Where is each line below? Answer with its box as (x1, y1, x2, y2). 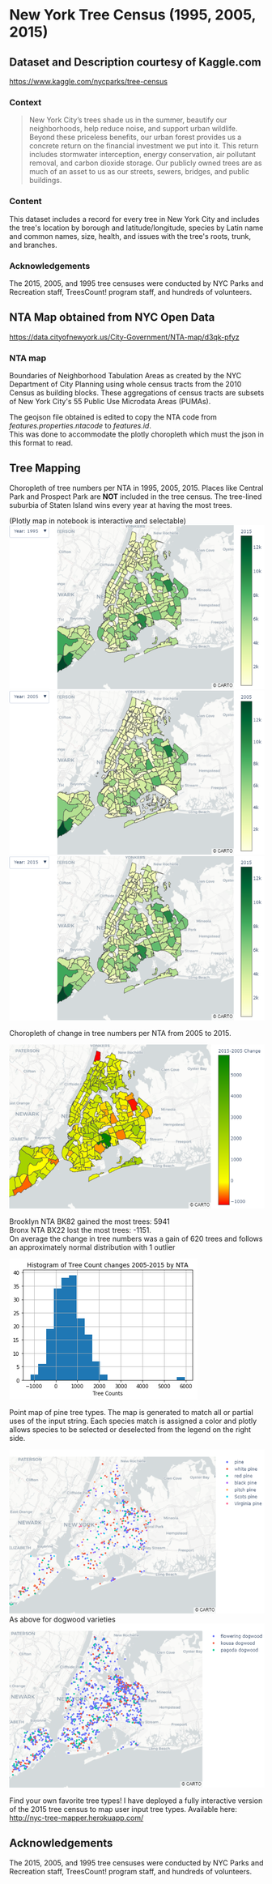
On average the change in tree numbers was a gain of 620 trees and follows (9, 1234, 263, 1243)
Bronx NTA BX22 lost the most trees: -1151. (9, 1225, 152, 1234)
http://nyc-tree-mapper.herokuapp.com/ (9, 1813, 144, 1822)
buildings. (28, 176, 62, 185)
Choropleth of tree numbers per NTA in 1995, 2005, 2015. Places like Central (9, 483, 264, 492)
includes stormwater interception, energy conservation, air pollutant (28, 150, 256, 160)
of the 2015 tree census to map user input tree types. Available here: (9, 1804, 238, 1814)
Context (9, 96, 42, 108)
